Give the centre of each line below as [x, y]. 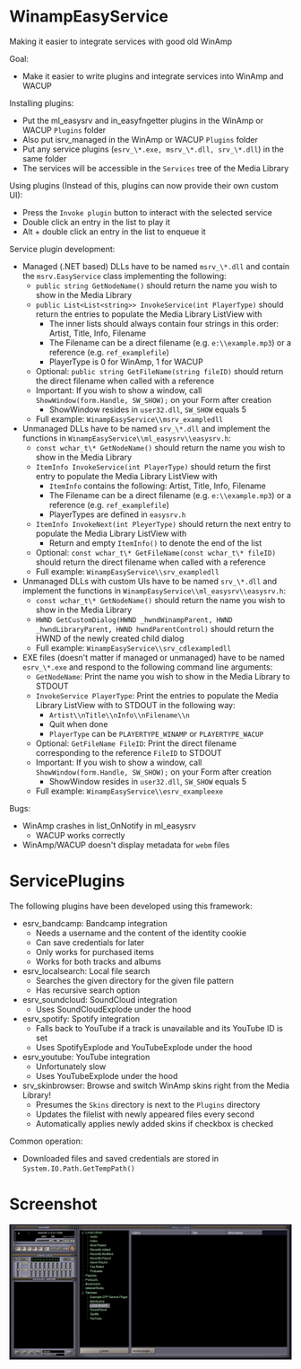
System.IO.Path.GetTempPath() [79, 1169]
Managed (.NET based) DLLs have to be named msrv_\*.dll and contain [156, 266]
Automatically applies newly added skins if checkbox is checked [155, 1123]
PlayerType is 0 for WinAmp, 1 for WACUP [126, 362]
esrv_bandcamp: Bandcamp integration [95, 923]
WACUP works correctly [80, 835]
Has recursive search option [88, 990]
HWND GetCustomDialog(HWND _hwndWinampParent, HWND [134, 620]
